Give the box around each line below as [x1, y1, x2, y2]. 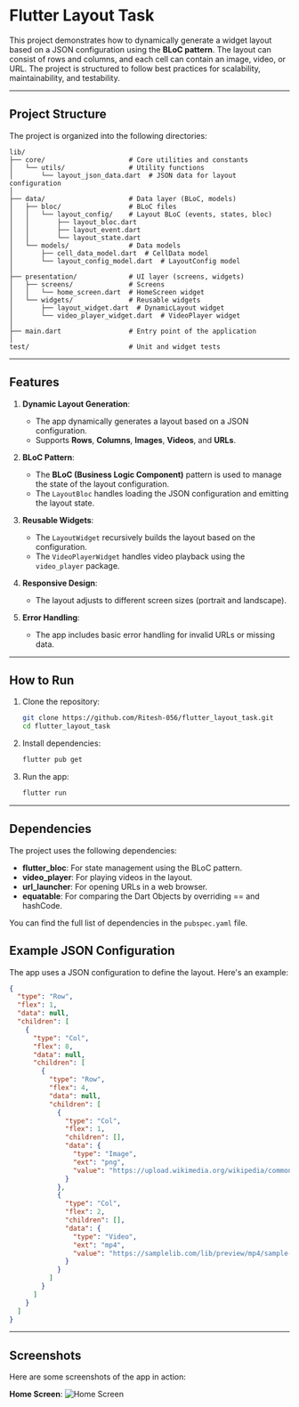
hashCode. [21, 900, 62, 910]
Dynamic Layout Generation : [21, 398, 131, 409]
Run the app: [21, 772, 69, 781]
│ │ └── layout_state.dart [9, 233, 141, 242]
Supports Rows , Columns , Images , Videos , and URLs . [35, 434, 237, 445]
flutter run [21, 788, 67, 797]
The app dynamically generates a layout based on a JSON [35, 416, 249, 426]
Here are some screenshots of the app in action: [9, 1371, 187, 1382]
